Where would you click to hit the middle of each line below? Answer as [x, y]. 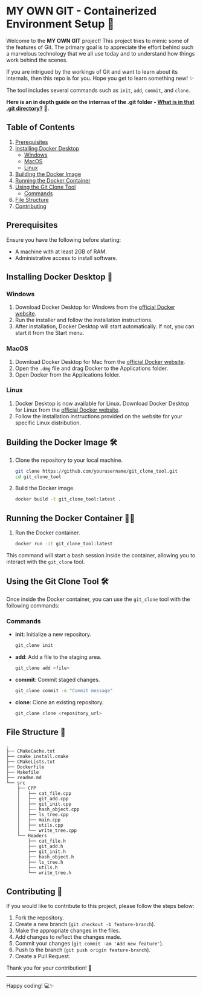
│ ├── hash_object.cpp [48, 809]
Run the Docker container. [47, 533]
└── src [16, 783]
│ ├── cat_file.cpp [44, 794]
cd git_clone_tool [38, 477]
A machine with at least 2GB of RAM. [61, 251]
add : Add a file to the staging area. [58, 656]
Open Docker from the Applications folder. [68, 374]
